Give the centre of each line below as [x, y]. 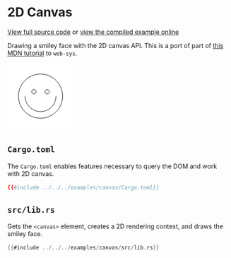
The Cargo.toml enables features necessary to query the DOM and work [112, 166]
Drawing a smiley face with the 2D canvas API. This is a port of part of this [115, 45]
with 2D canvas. [31, 173]
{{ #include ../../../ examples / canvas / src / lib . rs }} [83, 248]
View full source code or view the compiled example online [93, 32]
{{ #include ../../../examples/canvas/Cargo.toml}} [83, 187]
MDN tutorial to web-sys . [42, 53]
